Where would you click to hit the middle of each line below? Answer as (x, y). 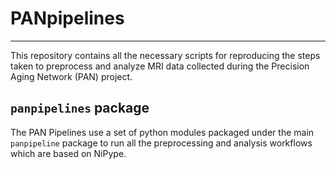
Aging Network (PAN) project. (71, 76)
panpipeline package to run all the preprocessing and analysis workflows (161, 143)
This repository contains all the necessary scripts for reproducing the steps (165, 55)
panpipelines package (80, 108)
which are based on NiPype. (68, 153)
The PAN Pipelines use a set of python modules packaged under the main (162, 132)
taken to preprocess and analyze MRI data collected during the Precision (160, 66)
